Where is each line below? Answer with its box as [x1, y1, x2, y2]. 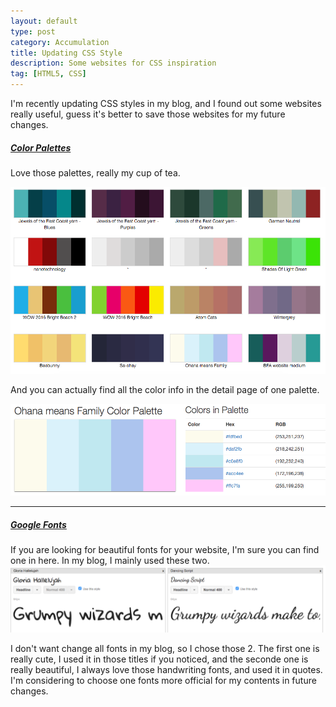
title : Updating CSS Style [10, 48, 123, 58]
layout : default [10, 16, 78, 26]
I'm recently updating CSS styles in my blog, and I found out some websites [10, 98, 322, 109]
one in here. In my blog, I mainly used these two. [10, 555, 210, 567]
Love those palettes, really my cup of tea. [10, 166, 181, 179]
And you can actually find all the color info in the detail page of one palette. [10, 384, 320, 396]
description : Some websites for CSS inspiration [10, 58, 217, 69]
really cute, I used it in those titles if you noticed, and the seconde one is [10, 653, 309, 665]
